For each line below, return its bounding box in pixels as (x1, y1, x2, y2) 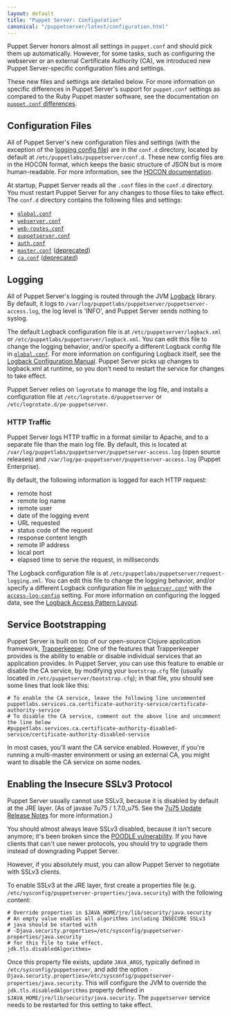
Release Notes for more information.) (7, 811, 113, 819)
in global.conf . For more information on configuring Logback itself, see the (7, 350, 221, 358)
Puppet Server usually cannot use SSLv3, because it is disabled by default (7, 796, 219, 804)
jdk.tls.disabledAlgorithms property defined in (7, 985, 145, 994)
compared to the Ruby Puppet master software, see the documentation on (7, 92, 219, 101)
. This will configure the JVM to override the (81, 979, 207, 987)
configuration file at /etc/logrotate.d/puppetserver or (7, 393, 163, 401)
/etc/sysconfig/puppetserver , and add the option (7, 965, 149, 973)
